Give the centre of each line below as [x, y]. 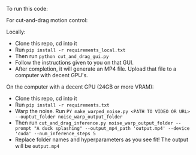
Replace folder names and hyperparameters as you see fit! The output [102, 139]
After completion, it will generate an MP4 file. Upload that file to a [96, 69]
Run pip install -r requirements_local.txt [70, 50]
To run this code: [27, 9]
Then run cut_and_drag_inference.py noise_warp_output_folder [94, 123]
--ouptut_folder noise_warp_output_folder [69, 117]
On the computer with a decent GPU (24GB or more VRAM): [80, 87]
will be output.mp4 [37, 146]
